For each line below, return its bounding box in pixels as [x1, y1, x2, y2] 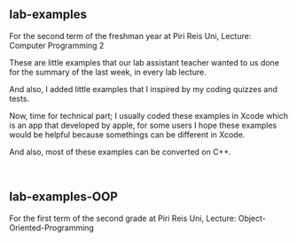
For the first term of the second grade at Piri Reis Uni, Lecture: [9, 213, 237, 223]
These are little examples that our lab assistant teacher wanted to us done [9, 57, 279, 67]
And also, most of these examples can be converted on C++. [9, 146, 232, 157]
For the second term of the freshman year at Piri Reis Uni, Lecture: [9, 30, 252, 41]
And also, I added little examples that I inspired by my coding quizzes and [9, 83, 277, 94]
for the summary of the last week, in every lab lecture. [9, 66, 207, 77]
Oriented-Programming [9, 222, 95, 233]
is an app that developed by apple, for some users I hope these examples [9, 120, 277, 130]
